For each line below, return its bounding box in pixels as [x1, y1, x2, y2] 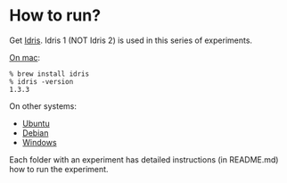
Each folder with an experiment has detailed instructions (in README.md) [9, 154, 279, 165]
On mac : [9, 52, 41, 62]
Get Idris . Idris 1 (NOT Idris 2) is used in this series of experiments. [9, 35, 252, 46]
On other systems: [9, 100, 78, 112]
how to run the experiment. [9, 163, 109, 174]
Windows [21, 137, 57, 147]
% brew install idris [9, 69, 90, 79]
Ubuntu [21, 118, 51, 129]
